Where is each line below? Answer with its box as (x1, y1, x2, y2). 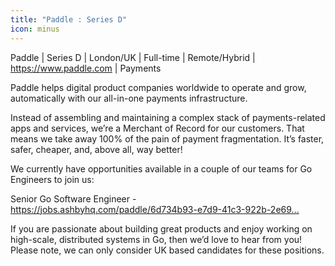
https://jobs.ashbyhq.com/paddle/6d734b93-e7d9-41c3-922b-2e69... (10, 203, 300, 215)
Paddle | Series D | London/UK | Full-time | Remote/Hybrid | (10, 51, 256, 63)
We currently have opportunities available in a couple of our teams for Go (10, 162, 313, 175)
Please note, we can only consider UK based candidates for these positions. (10, 244, 325, 256)
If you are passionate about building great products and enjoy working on (10, 222, 313, 235)
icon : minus (10, 24, 60, 34)
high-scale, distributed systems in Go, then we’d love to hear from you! (10, 233, 303, 245)
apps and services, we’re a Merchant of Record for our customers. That (10, 122, 305, 134)
